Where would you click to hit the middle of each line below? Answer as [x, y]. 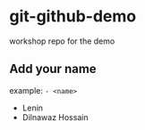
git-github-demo [73, 16]
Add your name [53, 69]
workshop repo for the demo [62, 41]
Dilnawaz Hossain [55, 117]
